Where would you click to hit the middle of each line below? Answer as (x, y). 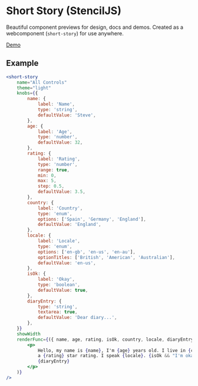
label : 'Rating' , (59, 159)
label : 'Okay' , (56, 279)
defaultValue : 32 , (60, 142)
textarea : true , (57, 312)
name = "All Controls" (42, 82)
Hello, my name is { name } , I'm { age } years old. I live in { (114, 350)
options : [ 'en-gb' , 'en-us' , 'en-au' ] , (86, 252)
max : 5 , (47, 181)
